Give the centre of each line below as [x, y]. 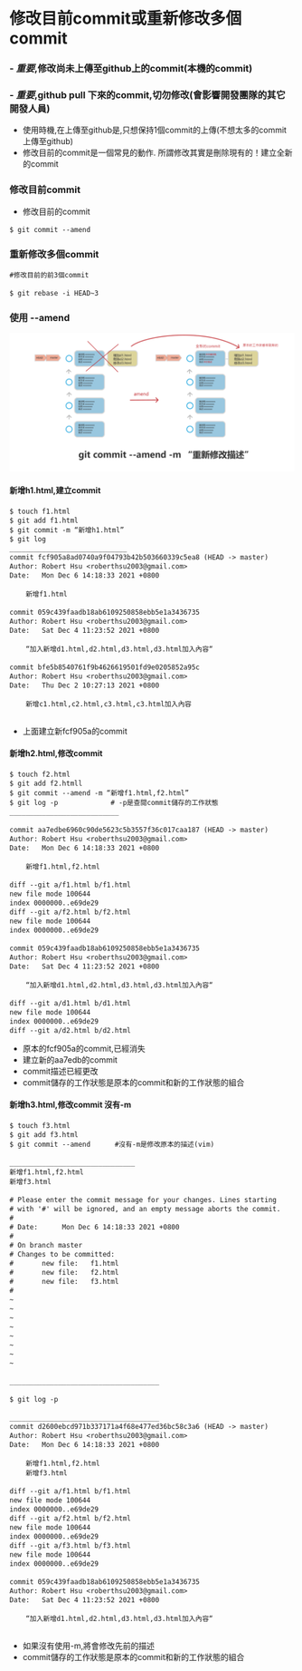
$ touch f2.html [40, 774]
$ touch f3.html [40, 1126]
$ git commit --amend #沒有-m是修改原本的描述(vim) [112, 1145]
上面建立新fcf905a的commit [75, 731]
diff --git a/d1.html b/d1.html [70, 1003]
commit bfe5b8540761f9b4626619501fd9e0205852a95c [105, 667]
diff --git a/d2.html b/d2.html [70, 1030]
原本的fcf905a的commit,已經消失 [84, 1048]
